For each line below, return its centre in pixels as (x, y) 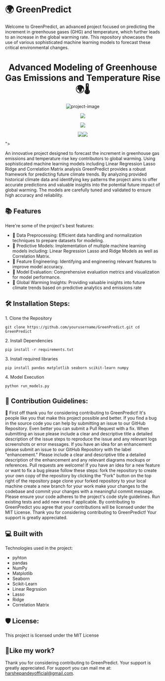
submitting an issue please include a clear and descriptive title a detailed (79, 434)
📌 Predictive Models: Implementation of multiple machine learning (79, 246)
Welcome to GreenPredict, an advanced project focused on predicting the (80, 26)
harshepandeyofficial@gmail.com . (40, 673)
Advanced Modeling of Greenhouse (83, 68)
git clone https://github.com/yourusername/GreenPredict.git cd (72, 327)
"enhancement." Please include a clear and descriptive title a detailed (76, 455)
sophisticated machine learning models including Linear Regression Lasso (80, 164)
